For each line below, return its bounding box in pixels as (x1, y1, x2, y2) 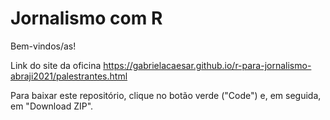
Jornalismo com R (10, 7, 163, 30)
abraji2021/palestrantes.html (10, 70, 128, 82)
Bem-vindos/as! (10, 40, 77, 52)
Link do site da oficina (10, 59, 102, 71)
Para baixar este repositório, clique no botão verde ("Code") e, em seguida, (10, 89, 322, 101)
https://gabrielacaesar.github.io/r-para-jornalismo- (103, 59, 312, 71)
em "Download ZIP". (10, 100, 94, 112)
